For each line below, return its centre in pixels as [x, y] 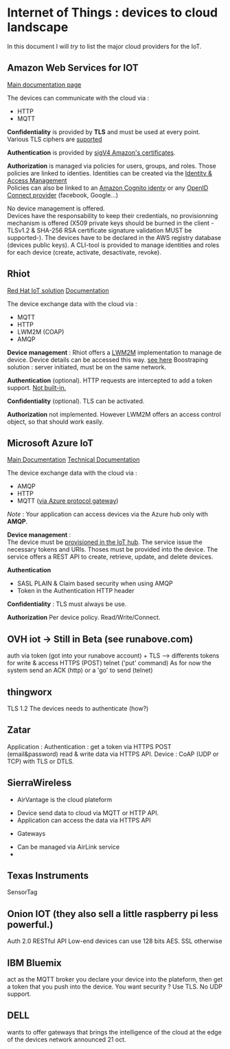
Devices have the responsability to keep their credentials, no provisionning [113, 215]
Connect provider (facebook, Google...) [63, 195]
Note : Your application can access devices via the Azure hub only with [107, 515]
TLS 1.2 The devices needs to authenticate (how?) [78, 709]
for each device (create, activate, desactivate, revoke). [84, 252]
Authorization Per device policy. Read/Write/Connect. [84, 618]
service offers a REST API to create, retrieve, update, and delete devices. [110, 557]
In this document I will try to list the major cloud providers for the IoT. [104, 46]
